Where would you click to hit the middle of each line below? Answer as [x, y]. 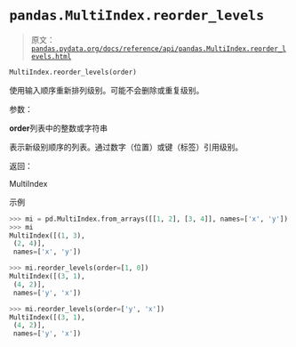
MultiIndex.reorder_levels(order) [73, 72]
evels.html [51, 56]
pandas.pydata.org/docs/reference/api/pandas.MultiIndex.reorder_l [158, 48]
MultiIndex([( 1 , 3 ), [48, 235]
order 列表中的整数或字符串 [59, 128]
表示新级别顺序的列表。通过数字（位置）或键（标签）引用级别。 [126, 147]
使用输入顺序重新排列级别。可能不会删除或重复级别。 [107, 90]
